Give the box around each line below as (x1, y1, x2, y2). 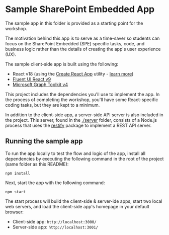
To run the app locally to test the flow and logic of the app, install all (5, 150, 146, 156)
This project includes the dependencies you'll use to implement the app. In (5, 91, 160, 97)
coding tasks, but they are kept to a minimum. (5, 102, 100, 108)
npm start (5, 189, 26, 194)
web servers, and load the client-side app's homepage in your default (5, 203, 150, 209)
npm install (5, 171, 30, 176)
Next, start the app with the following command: (5, 180, 105, 186)
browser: (5, 209, 24, 215)
